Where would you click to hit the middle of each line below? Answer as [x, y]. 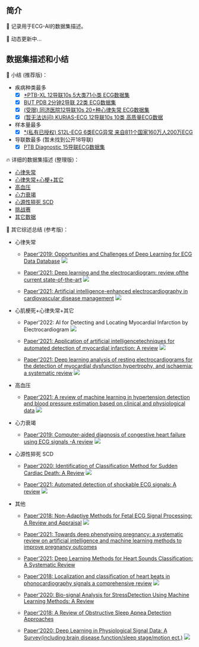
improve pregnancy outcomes [60, 547]
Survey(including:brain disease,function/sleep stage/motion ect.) [103, 637]
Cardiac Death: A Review [54, 473]
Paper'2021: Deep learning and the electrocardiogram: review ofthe [106, 273]
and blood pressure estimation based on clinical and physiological [105, 403]
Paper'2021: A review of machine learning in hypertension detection [107, 397]
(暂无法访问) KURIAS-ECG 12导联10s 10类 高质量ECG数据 [93, 117]
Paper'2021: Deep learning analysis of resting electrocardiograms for [108, 359]
